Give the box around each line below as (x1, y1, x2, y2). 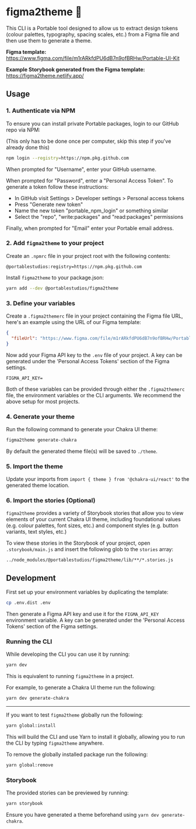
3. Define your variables (6, 299, 76, 307)
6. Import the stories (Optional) (6, 496, 96, 504)
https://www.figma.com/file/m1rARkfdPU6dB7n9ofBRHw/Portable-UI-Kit (6, 54, 180, 61)
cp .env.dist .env (6, 600, 51, 606)
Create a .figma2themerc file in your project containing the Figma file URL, (6, 312, 183, 319)
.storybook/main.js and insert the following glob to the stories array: (6, 546, 174, 553)
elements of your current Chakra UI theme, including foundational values (6, 516, 181, 523)
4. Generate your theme (6, 412, 75, 421)
